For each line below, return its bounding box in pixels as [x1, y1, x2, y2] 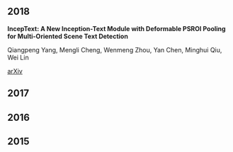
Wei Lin [7, 53, 30, 62]
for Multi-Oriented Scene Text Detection [7, 32, 129, 40]
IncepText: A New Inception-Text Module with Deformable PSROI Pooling [7, 24, 226, 33]
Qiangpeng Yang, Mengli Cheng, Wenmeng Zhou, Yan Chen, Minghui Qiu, [7, 45, 222, 54]
